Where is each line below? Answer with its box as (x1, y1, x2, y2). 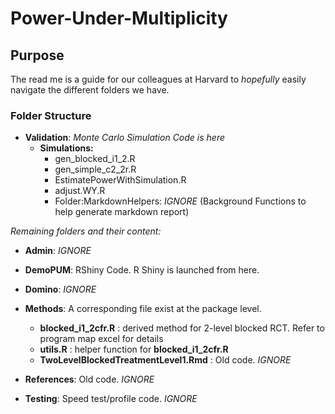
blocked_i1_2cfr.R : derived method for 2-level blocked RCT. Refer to (39, 322, 325, 334)
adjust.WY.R (54, 185, 106, 197)
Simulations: (39, 142, 94, 154)
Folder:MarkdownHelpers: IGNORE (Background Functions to (54, 195, 307, 207)
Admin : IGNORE (24, 245, 92, 257)
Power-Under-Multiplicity (10, 7, 228, 30)
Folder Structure (10, 108, 92, 122)
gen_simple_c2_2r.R (54, 163, 137, 176)
